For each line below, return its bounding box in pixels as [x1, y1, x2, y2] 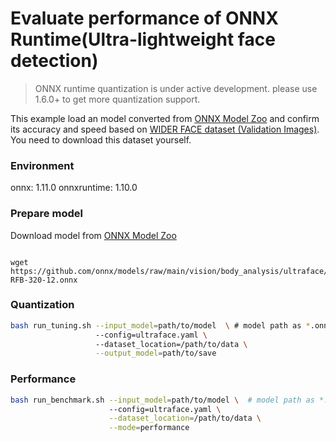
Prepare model [10, 207, 83, 221]
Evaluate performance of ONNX [10, 7, 279, 30]
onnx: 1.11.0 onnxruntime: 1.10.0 [10, 182, 138, 194]
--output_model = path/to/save [95, 348, 217, 359]
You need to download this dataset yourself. [10, 133, 192, 146]
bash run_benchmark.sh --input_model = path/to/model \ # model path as [10, 395, 315, 405]
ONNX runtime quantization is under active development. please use [34, 82, 318, 94]
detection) [10, 50, 99, 72]
